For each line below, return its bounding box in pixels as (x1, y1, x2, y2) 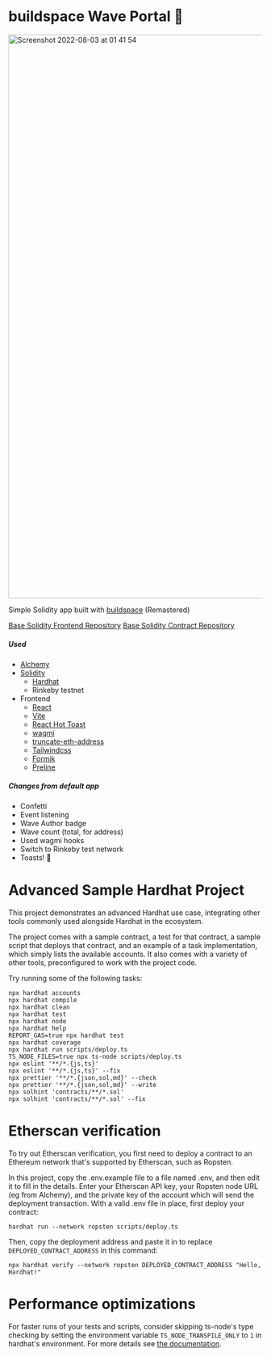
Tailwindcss (31, 745, 72, 754)
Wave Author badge (19, 818, 87, 828)
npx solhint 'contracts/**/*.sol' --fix (8, 1094, 147, 1103)
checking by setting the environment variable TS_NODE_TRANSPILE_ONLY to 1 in (8, 1330, 262, 1340)
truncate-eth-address (31, 737, 105, 746)
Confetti (19, 801, 48, 811)
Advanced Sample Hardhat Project (8, 881, 244, 900)
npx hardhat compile (8, 996, 78, 1004)
